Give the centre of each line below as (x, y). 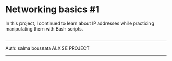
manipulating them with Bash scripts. (44, 28)
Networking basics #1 (52, 9)
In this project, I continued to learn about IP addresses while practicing (80, 23)
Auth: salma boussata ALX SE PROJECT (47, 48)
